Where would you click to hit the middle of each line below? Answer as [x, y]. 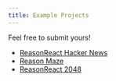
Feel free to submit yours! [49, 37]
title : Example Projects [49, 15]
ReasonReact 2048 [51, 69]
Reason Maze [42, 61]
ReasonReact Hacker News [63, 52]
